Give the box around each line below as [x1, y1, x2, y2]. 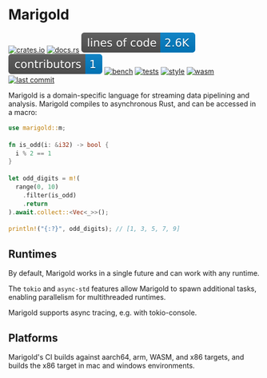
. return [22, 200, 48, 208]
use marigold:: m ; [8, 124, 66, 132]
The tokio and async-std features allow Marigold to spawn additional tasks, [8, 284, 257, 293]
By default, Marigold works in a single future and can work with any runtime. [8, 269, 260, 278]
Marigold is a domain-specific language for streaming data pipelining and [8, 90, 250, 100]
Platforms [8, 331, 58, 344]
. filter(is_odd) [22, 191, 78, 199]
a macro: [8, 107, 38, 117]
